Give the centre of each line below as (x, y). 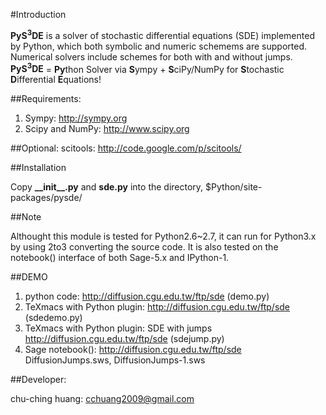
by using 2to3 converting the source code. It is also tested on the (144, 247)
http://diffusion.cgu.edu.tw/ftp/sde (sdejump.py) (124, 339)
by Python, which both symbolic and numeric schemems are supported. (159, 46)
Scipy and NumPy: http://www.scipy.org (107, 129)
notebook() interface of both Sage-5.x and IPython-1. (120, 258)
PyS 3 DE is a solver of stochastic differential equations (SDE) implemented (162, 34)
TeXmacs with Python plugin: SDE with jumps (118, 328)
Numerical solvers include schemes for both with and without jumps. (151, 56)
